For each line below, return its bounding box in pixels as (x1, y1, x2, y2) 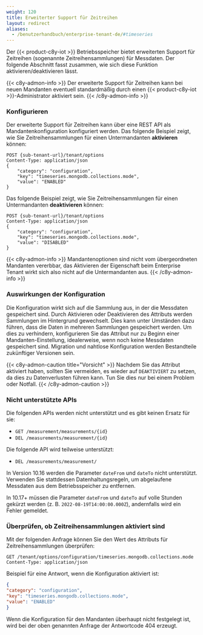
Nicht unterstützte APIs (6, 396, 77, 404)
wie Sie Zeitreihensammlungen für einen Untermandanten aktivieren (6, 134, 178, 142)
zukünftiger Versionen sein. (6, 349, 75, 356)
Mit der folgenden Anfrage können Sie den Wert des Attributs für (6, 536, 168, 543)
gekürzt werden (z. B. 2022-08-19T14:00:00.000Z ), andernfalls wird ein (6, 501, 181, 508)
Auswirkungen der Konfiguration (6, 290, 105, 298)
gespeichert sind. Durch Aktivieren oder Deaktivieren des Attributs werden (6, 311, 193, 318)
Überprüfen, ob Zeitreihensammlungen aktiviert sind (6, 522, 165, 530)
